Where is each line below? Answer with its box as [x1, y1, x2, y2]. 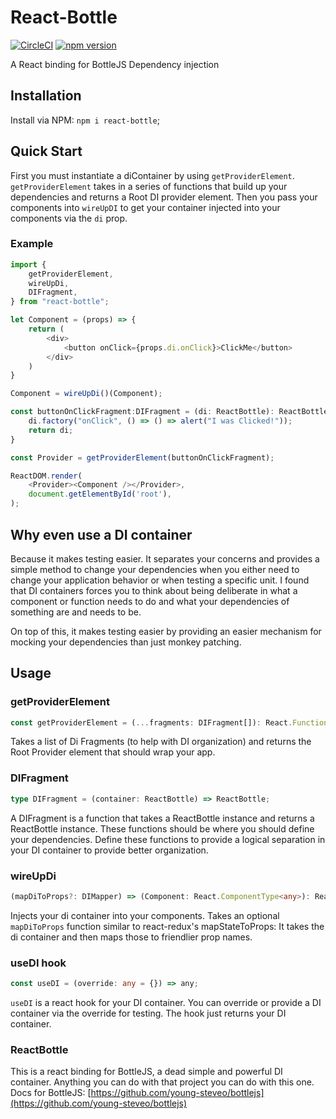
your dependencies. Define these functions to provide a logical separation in [10, 833, 326, 845]
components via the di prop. [10, 212, 128, 224]
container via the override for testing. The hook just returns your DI [10, 1007, 287, 1019]
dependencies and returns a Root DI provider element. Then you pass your [10, 191, 318, 203]
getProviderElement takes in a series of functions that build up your [10, 180, 288, 192]
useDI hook [10, 956, 67, 970]
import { [10, 259, 47, 270]
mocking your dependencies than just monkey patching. [10, 636, 242, 648]
